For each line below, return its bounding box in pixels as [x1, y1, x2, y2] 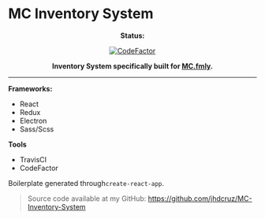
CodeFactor [19, 163, 59, 173]
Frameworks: [8, 84, 53, 93]
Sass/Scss [19, 124, 54, 134]
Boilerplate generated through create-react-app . [8, 178, 164, 187]
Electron [19, 116, 47, 125]
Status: [120, 31, 145, 40]
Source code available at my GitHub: [27, 194, 147, 203]
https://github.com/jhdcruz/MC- [147, 194, 252, 203]
